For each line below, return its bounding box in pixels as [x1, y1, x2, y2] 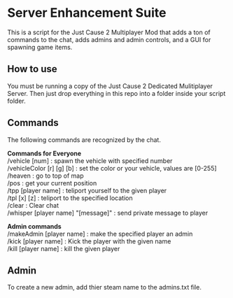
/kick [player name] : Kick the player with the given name [7, 236, 171, 246]
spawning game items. [7, 43, 73, 51]
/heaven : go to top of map [7, 171, 84, 180]
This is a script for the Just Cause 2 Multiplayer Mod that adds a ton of [7, 28, 211, 36]
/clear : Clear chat [7, 201, 59, 209]
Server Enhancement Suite [7, 5, 167, 21]
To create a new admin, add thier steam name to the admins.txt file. [7, 283, 202, 292]
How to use [7, 63, 57, 75]
